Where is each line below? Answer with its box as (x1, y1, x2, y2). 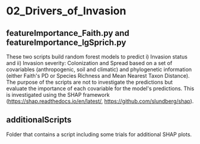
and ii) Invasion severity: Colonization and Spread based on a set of (6, 60, 173, 66)
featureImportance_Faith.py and (6, 28, 130, 38)
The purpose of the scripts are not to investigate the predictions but (6, 79, 173, 85)
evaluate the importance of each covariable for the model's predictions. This (6, 85, 195, 92)
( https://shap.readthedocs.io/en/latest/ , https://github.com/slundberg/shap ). (6, 97, 194, 105)
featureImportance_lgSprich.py (6, 37, 127, 47)
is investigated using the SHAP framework (6, 91, 110, 98)
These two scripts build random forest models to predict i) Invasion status (6, 53, 188, 60)
